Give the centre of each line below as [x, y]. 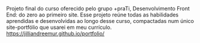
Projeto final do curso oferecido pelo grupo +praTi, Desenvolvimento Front [98, 9]
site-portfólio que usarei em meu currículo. [59, 27]
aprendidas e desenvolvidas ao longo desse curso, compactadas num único [100, 21]
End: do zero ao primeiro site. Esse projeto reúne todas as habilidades [93, 15]
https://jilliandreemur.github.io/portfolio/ [55, 34]
